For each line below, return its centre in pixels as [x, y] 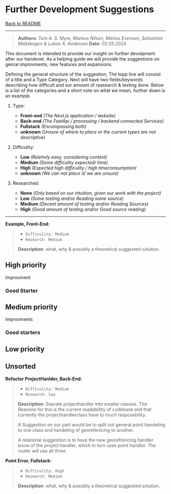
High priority [26, 265]
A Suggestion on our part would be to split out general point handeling [91, 425]
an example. [18, 96]
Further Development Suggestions [80, 9]
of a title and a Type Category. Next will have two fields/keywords [74, 80]
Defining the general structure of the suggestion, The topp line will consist [83, 74]
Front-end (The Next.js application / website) [68, 115]
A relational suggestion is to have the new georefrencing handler [85, 440]
